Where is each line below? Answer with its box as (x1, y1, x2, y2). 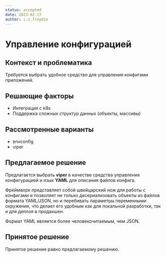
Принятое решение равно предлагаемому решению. (5, 246, 120, 252)
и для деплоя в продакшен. (5, 208, 64, 214)
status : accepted (5, 7, 42, 13)
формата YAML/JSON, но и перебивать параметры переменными (5, 198, 147, 204)
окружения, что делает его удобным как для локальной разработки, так (5, 203, 161, 209)
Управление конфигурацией (5, 38, 132, 50)
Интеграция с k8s (12, 105, 51, 111)
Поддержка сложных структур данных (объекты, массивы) (12, 110, 141, 116)
